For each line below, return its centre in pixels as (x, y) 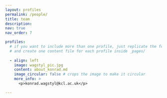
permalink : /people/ (27, 14)
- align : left (24, 60)
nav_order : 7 (19, 33)
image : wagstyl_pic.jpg (39, 65)
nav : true (15, 28)
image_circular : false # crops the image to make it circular (80, 74)
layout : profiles (23, 10)
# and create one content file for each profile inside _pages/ (78, 51)
